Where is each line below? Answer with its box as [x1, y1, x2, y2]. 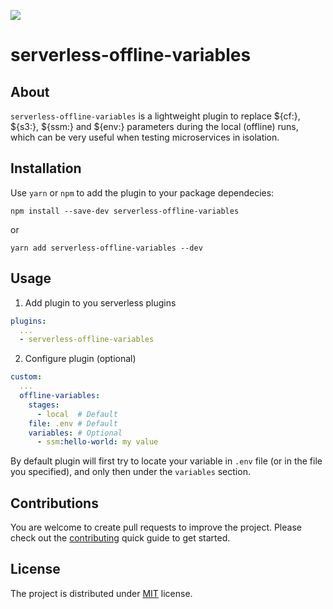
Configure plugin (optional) [24, 353, 137, 365]
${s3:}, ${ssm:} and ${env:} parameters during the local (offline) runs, [10, 121, 299, 132]
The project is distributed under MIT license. [10, 587, 193, 599]
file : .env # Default [28, 418, 118, 429]
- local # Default [36, 409, 118, 419]
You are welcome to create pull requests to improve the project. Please [10, 521, 302, 534]
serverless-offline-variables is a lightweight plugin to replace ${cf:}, [10, 110, 301, 122]
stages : [28, 400, 60, 410]
